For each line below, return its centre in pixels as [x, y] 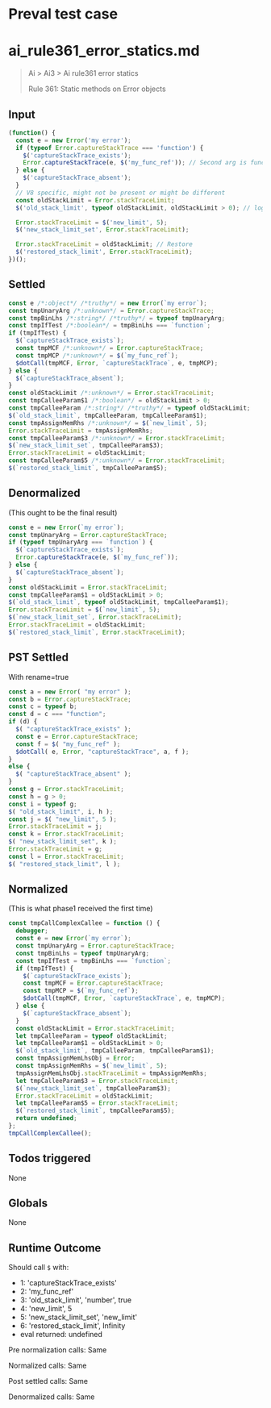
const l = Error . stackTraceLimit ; [67, 856]
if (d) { [23, 722]
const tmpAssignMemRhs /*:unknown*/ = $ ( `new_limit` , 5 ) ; [108, 423]
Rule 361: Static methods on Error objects [97, 89]
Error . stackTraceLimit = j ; [56, 827]
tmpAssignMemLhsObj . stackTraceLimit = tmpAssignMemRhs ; [111, 1073]
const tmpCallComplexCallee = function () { [84, 923]
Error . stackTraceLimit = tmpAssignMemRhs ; [81, 431]
